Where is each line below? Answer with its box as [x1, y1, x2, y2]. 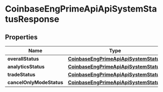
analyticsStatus [7, 63, 45, 70]
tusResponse [5, 14, 60, 25]
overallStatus [7, 56, 39, 62]
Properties [5, 33, 38, 41]
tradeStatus [7, 71, 35, 78]
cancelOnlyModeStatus [7, 79, 64, 86]
